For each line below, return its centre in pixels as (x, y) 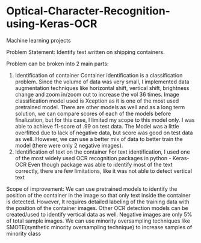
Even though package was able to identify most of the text (100, 164)
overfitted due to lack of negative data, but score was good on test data (104, 133)
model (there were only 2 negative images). (69, 145)
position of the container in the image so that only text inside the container (98, 195)
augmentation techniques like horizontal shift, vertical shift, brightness (102, 88)
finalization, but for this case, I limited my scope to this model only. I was (105, 120)
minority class (23, 233)
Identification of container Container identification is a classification (99, 75)
